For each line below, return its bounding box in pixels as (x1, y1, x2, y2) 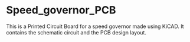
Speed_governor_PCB (6, 3, 116, 17)
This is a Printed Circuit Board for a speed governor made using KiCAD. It (6, 23, 184, 30)
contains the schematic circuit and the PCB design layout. (6, 29, 146, 36)
